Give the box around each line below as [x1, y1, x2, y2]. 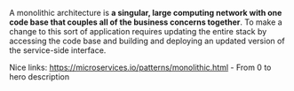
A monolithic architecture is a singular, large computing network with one [9, 8, 282, 18]
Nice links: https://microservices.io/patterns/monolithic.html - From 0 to [9, 62, 272, 72]
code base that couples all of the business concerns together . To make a [9, 17, 282, 27]
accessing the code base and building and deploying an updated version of [9, 35, 286, 46]
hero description [9, 72, 69, 82]
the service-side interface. [9, 45, 107, 56]
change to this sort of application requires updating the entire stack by [9, 27, 267, 36]
